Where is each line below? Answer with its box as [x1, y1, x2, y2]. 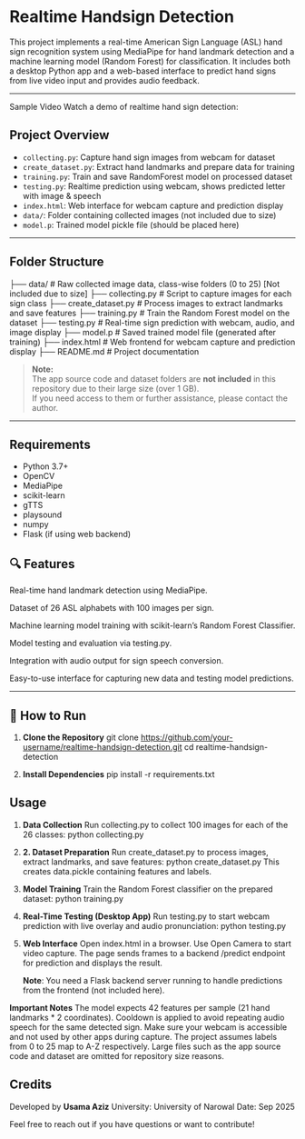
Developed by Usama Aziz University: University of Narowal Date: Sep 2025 [9, 1101, 295, 1112]
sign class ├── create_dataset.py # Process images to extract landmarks [9, 297, 283, 308]
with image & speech [22, 190, 102, 201]
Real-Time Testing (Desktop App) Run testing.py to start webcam [22, 911, 271, 922]
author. [31, 402, 59, 413]
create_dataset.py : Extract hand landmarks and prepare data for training [22, 161, 295, 172]
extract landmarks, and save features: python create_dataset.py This [22, 856, 280, 867]
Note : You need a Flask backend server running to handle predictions [22, 974, 283, 985]
